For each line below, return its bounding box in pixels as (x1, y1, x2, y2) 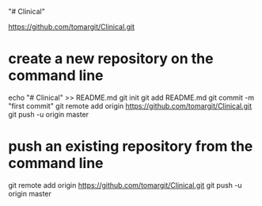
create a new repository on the (8, 50, 214, 68)
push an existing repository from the (8, 138, 253, 155)
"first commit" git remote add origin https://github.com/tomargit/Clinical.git (8, 101, 253, 110)
